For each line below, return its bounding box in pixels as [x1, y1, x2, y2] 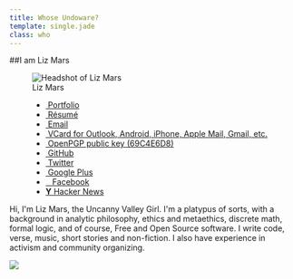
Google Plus [47, 167, 93, 178]
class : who [9, 30, 51, 39]
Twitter [47, 158, 74, 168]
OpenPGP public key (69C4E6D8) [47, 138, 174, 149]
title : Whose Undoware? [9, 13, 100, 23]
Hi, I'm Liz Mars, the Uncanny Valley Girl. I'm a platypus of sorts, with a [9, 204, 275, 215]
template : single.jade [9, 22, 95, 31]
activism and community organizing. [9, 242, 145, 254]
